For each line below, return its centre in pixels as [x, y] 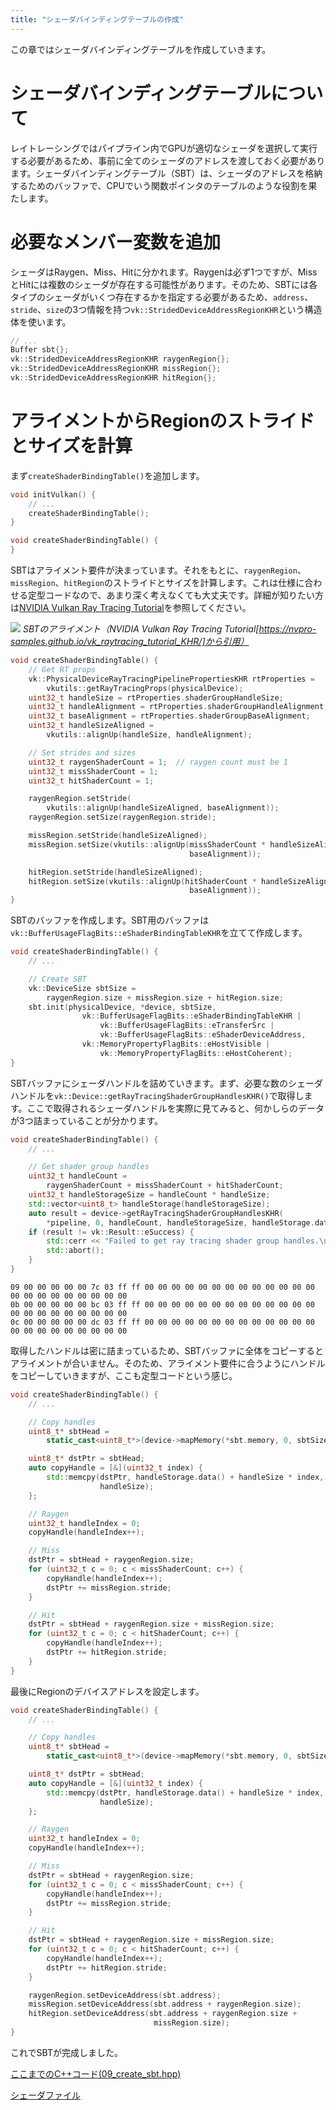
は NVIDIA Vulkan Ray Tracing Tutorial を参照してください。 [131, 608]
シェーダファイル [45, 2095]
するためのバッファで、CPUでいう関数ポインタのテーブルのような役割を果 [164, 185]
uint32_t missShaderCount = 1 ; [93, 771]
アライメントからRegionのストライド [162, 421]
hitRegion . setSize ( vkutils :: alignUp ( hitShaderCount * [142, 881]
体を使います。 [41, 322]
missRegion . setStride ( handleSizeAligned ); [118, 836]
